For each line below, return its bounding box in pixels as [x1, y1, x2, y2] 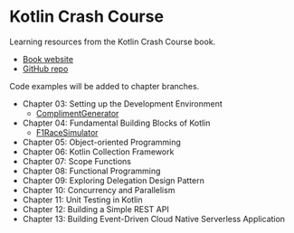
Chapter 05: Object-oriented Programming [22, 136, 181, 147]
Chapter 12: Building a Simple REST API [22, 203, 169, 214]
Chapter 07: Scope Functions [22, 155, 131, 166]
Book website [22, 53, 74, 64]
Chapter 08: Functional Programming [22, 165, 161, 176]
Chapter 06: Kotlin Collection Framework [22, 146, 175, 157]
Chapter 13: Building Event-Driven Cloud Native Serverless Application [22, 213, 286, 224]
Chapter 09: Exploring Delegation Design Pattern [22, 174, 205, 186]
